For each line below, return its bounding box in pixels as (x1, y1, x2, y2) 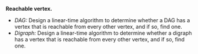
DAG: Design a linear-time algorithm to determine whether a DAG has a (14, 17, 190, 23)
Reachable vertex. (5, 5, 52, 12)
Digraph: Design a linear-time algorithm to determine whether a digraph (14, 29, 192, 37)
